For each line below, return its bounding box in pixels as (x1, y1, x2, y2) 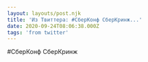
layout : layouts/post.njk (7, 10, 81, 17)
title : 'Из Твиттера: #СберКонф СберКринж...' (7, 16, 143, 23)
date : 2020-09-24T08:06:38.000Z (7, 22, 99, 29)
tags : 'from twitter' (7, 29, 69, 36)
